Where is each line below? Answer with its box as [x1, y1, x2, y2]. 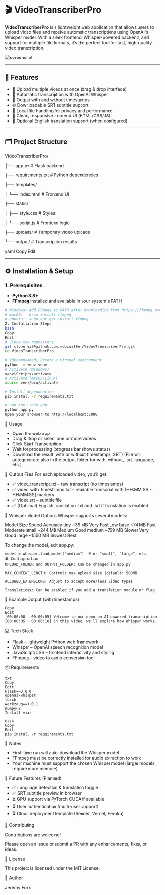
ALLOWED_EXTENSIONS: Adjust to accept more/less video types [5, 579, 133, 584]
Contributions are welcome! [5, 832, 61, 837]
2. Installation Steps [5, 321, 52, 326]
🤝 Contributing [5, 822, 35, 828]
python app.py [5, 407, 34, 412]
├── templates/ [5, 181, 37, 187]
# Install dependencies [5, 389, 54, 394]
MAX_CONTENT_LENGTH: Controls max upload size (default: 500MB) [5, 570, 139, 576]
